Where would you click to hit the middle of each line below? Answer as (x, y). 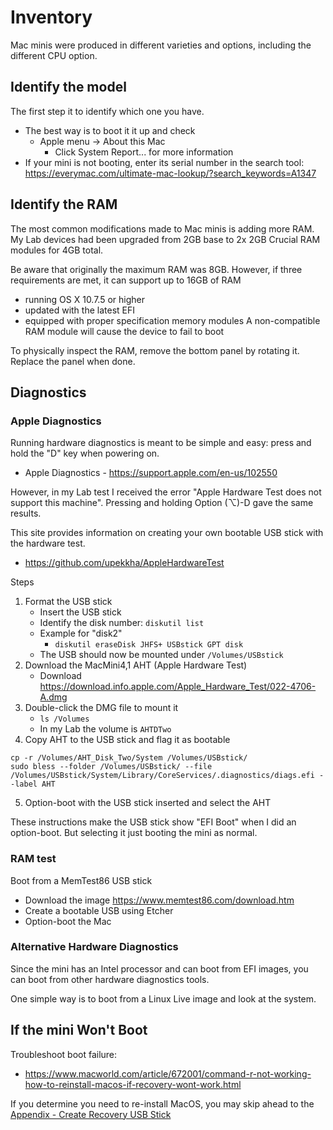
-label (24, 784)
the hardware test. (48, 543)
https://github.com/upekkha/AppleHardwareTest (124, 563)
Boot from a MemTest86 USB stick (81, 880)
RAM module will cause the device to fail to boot (124, 331)
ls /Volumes (64, 719)
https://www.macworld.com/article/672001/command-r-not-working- (168, 1073)
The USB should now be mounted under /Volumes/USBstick (161, 655)
